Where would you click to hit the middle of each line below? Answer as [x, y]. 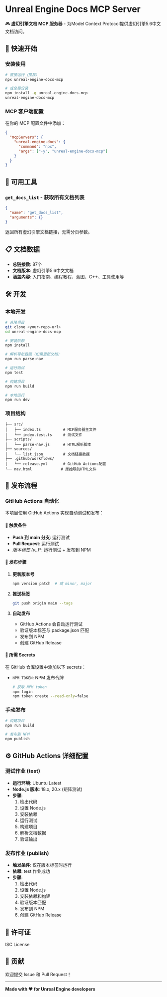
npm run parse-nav [24, 359]
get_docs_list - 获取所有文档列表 [45, 197]
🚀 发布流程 [21, 486]
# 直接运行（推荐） [22, 75]
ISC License [17, 944]
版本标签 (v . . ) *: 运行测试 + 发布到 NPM [51, 550]
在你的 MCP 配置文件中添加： [35, 123]
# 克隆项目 [15, 322]
